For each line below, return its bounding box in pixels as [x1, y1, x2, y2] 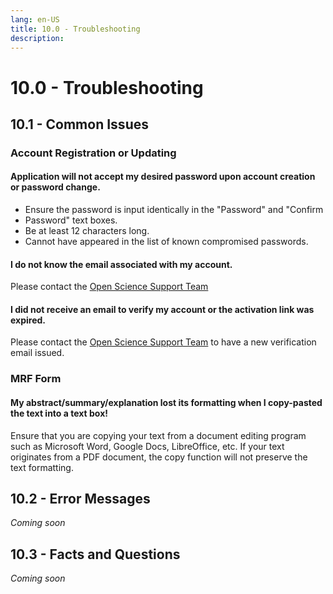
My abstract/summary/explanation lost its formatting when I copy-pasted [10, 397, 323, 408]
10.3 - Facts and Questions [10, 546, 181, 563]
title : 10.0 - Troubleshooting [10, 24, 141, 34]
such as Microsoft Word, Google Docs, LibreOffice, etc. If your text [10, 440, 285, 452]
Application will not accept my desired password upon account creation [10, 171, 316, 183]
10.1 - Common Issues [10, 116, 149, 133]
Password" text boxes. [24, 214, 118, 226]
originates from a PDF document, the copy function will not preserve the [10, 451, 308, 463]
